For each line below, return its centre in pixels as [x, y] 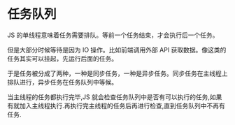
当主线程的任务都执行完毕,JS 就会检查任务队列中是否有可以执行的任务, [108, 97]
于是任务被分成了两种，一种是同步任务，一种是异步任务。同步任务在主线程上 [117, 73]
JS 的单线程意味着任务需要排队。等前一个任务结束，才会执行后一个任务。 [113, 35]
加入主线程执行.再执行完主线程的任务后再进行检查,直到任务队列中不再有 [122, 105]
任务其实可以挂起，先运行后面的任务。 [62, 58]
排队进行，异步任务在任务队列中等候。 [62, 82]
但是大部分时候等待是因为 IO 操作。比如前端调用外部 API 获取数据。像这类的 [117, 50]
